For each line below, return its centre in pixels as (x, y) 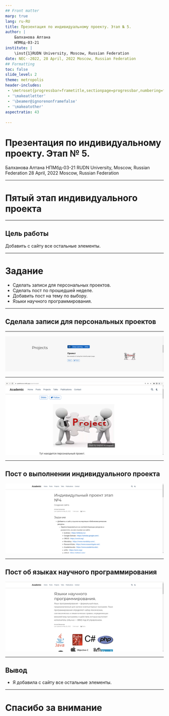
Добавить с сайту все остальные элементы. (53, 246)
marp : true (17, 16)
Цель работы (27, 234)
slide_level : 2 (21, 75)
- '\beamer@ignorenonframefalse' (43, 101)
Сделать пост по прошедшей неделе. (53, 290)
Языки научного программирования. (52, 301)
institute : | (19, 48)
